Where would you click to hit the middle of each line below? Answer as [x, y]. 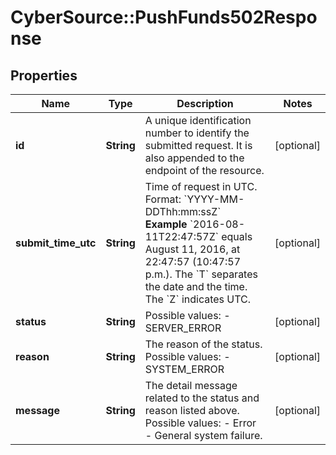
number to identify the [197, 133]
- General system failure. [203, 435]
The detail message [191, 385]
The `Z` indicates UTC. [198, 299]
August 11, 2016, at [192, 249]
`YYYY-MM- [214, 199]
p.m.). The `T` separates [201, 274]
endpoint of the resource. [204, 170]
